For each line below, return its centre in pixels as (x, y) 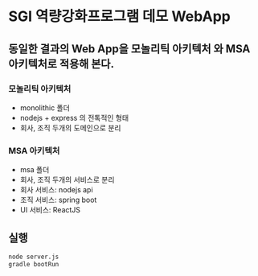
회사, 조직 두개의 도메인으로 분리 (70, 128)
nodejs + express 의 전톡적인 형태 (74, 117)
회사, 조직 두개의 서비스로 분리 (67, 180)
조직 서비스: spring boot (58, 200)
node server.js (34, 257)
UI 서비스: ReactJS (50, 210)
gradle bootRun (34, 264)
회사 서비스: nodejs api (57, 190)
